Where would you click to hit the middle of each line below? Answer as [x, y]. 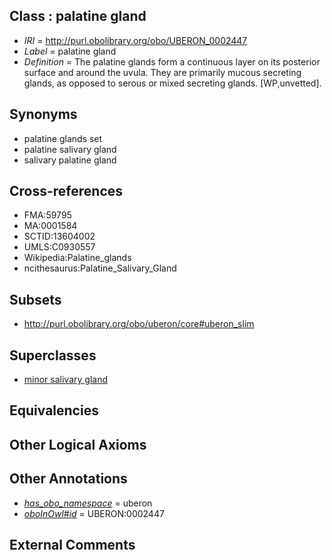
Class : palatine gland [78, 16]
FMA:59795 [47, 215]
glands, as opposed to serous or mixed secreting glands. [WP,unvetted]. [172, 83]
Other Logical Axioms [78, 444]
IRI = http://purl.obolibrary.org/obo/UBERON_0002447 [135, 40]
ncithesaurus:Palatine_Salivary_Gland [100, 268]
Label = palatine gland [70, 51]
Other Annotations [68, 479]
